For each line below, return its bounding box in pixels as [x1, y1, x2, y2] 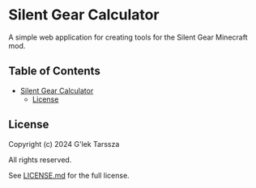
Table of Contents [8, 65, 101, 78]
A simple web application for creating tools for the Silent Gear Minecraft [8, 32, 248, 42]
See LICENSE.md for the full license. [8, 170, 130, 180]
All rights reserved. [8, 155, 72, 165]
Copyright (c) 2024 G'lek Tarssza [8, 139, 120, 148]
